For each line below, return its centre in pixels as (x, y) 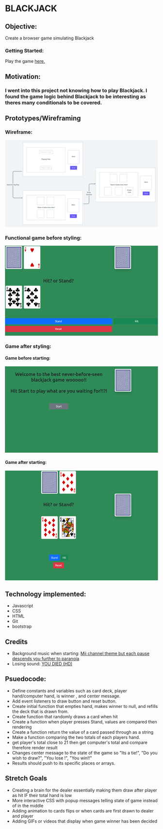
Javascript (23, 606)
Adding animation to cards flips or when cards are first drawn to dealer (83, 811)
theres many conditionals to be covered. (54, 103)
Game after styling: (28, 347)
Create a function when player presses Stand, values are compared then (84, 722)
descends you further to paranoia (46, 659)
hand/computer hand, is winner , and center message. (66, 696)
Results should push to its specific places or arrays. (64, 763)
